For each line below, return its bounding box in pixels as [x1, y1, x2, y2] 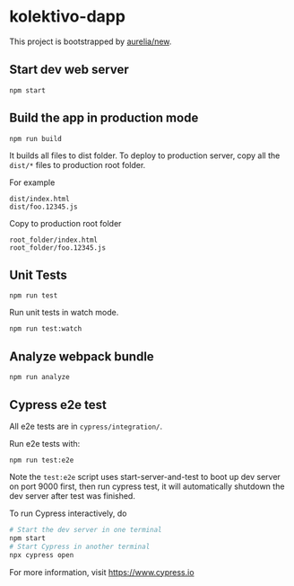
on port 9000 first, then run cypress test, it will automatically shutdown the [9, 481, 285, 492]
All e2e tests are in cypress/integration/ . [9, 421, 163, 431]
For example [9, 177, 56, 188]
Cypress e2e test [9, 397, 108, 413]
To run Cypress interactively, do [9, 508, 127, 519]
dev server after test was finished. [9, 491, 136, 501]
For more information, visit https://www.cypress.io [9, 566, 195, 577]
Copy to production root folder [9, 218, 122, 228]
